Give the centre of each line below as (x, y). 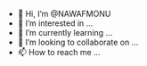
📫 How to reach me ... (59, 52)
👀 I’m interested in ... (55, 23)
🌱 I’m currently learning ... (65, 33)
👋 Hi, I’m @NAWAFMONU (64, 14)
